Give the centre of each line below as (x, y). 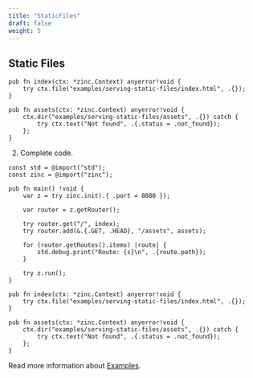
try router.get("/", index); (71, 224)
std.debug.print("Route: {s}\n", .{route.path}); (122, 253)
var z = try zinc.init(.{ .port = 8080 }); (97, 196)
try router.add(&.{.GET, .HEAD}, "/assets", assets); (114, 231)
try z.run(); (45, 273)
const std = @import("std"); (57, 168)
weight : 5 (25, 31)
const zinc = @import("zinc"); (61, 175)
